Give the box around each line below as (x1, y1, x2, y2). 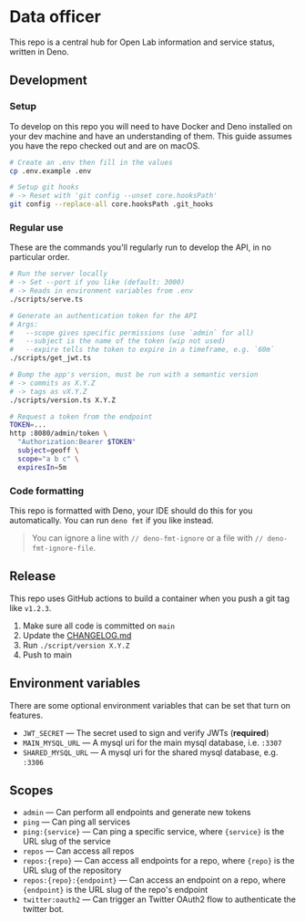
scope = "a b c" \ (17, 454, 79, 463)
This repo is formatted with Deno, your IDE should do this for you (9, 504, 253, 516)
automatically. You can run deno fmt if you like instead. (9, 514, 214, 525)
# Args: (9, 319, 39, 329)
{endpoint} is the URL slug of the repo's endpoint (22, 885, 208, 896)
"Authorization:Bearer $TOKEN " (17, 438, 137, 447)
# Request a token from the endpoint (9, 412, 153, 421)
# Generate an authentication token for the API (9, 311, 198, 320)
